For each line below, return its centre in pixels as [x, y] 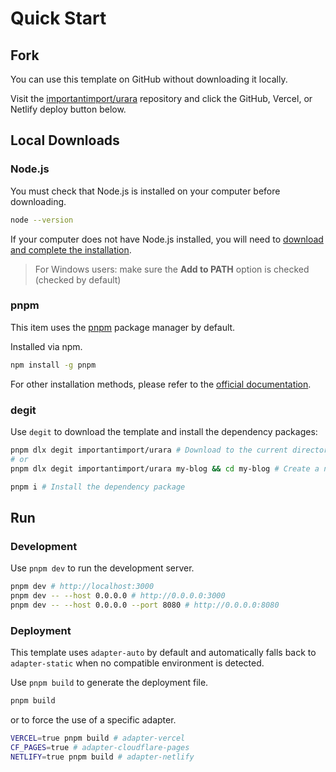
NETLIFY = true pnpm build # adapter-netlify [102, 757]
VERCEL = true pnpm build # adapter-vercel [98, 738]
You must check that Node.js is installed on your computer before [145, 191]
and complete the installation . [71, 249]
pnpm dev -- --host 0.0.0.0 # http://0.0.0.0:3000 [118, 596]
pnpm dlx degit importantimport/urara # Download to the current [149, 450]
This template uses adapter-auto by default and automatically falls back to [163, 653]
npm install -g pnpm [53, 365]
